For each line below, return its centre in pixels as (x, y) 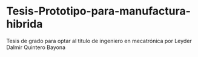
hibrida (25, 24)
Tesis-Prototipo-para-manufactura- (98, 11)
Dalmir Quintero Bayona (36, 47)
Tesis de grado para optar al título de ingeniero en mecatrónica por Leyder (99, 41)
